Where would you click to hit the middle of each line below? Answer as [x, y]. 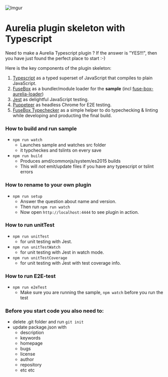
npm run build [27, 156]
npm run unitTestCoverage [40, 258]
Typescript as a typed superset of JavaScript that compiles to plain [82, 78]
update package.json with [39, 327]
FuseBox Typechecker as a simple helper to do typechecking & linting [85, 110]
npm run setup [27, 196]
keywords [30, 338]
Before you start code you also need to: [55, 311]
